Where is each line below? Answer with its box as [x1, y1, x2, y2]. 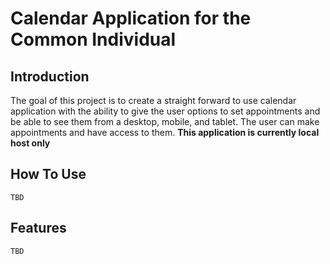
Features [10, 220, 67, 237]
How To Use [10, 166, 87, 183]
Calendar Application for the [10, 7, 252, 30]
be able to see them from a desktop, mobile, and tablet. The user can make [10, 116, 320, 127]
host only [10, 137, 51, 149]
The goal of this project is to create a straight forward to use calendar [10, 95, 297, 106]
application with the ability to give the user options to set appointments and [10, 105, 321, 117]
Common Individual [10, 28, 177, 51]
